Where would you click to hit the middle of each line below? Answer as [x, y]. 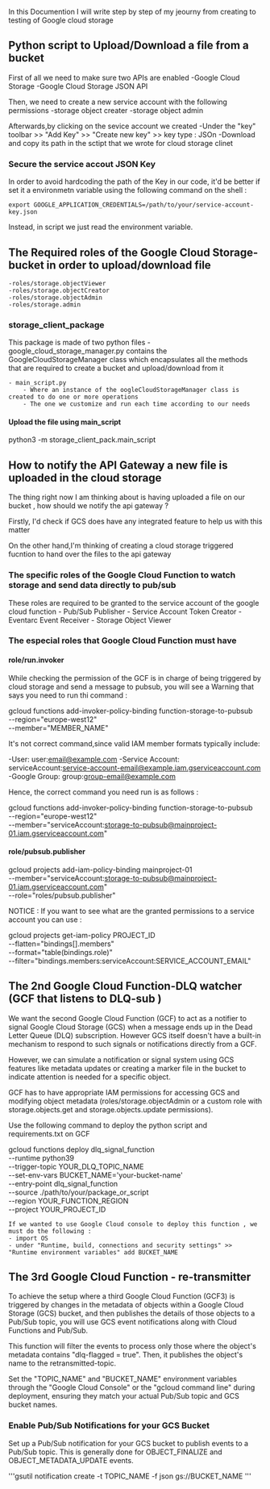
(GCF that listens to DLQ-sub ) [85, 999]
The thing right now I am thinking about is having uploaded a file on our [127, 497]
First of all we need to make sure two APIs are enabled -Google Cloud [124, 77]
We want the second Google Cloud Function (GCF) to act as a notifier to [128, 1018]
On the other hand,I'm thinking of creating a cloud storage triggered [121, 546]
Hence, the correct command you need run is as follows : [104, 792]
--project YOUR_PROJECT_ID [57, 1209]
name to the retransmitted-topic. [62, 1363]
